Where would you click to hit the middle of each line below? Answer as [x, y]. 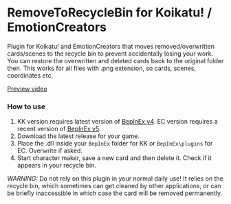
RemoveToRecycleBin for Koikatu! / [110, 13]
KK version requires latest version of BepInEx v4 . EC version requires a [117, 122]
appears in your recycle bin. [56, 166]
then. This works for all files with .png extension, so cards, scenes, [101, 68]
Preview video [27, 89]
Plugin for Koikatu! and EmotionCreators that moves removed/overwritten [111, 46]
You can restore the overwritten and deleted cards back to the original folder [115, 60]
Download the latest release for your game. [78, 136]
